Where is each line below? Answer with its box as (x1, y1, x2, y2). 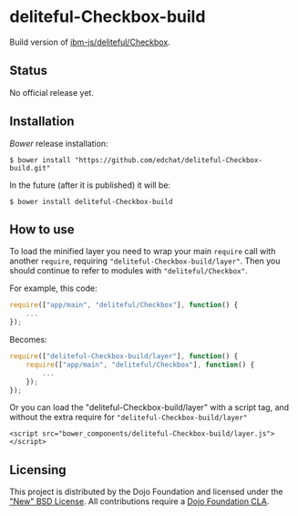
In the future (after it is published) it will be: (9, 180, 171, 191)
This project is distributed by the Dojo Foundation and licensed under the (9, 486, 283, 498)
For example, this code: (9, 283, 98, 294)
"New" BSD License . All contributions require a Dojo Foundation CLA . (9, 496, 270, 507)
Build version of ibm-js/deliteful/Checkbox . (9, 36, 170, 47)
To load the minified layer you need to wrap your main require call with (9, 246, 276, 257)
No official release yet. (9, 87, 94, 98)
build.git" (9, 163, 51, 172)
